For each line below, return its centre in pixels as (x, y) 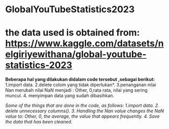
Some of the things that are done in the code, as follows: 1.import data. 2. (82, 106)
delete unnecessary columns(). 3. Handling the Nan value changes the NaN (84, 111)
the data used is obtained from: (73, 33)
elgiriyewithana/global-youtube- (76, 54)
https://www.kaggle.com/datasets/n (84, 44)
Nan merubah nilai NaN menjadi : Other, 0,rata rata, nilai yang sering (77, 90)
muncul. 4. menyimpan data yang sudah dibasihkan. (60, 96)
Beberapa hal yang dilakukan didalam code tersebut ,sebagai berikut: (80, 80)
